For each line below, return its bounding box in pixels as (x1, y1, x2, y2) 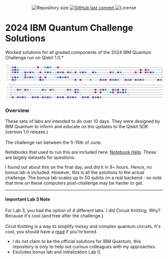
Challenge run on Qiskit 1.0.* (5, 54, 64, 60)
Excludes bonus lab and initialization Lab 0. (12, 249, 101, 255)
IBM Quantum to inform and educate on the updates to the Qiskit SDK (5, 124, 148, 130)
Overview (5, 107, 29, 114)
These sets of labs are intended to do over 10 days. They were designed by (5, 118, 160, 124)
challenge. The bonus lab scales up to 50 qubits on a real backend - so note (5, 175, 162, 181)
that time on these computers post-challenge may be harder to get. (5, 180, 144, 186)
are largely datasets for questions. (5, 155, 76, 161)
